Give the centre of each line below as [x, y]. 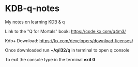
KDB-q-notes [32, 8]
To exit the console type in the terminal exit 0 [50, 59]
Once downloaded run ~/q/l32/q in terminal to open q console [67, 50]
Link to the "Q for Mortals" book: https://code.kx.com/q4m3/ [66, 31]
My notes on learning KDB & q [35, 22]
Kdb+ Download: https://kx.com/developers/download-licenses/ [69, 41]
